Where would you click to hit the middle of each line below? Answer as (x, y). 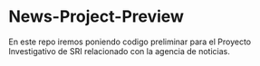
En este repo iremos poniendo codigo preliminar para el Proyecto (130, 42)
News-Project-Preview (96, 17)
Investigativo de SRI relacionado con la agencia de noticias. (119, 51)
